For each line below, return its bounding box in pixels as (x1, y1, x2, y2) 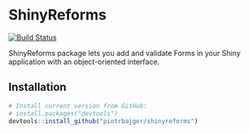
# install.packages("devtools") (8, 109, 118, 118)
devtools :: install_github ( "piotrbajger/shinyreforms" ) (8, 117, 199, 125)
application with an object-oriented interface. (8, 57, 160, 66)
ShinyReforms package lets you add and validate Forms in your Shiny (8, 48, 242, 58)
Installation (8, 80, 67, 94)
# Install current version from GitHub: (8, 101, 148, 110)
